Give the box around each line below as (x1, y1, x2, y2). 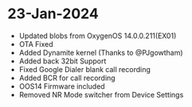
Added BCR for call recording (18, 73, 116, 82)
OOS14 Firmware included (18, 81, 105, 91)
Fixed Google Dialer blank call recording (18, 64, 151, 74)
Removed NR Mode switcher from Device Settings (18, 90, 184, 99)
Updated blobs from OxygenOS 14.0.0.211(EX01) (18, 31, 177, 40)
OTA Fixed (18, 39, 53, 48)
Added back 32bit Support (18, 56, 107, 66)
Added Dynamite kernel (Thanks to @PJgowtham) (18, 48, 184, 57)
